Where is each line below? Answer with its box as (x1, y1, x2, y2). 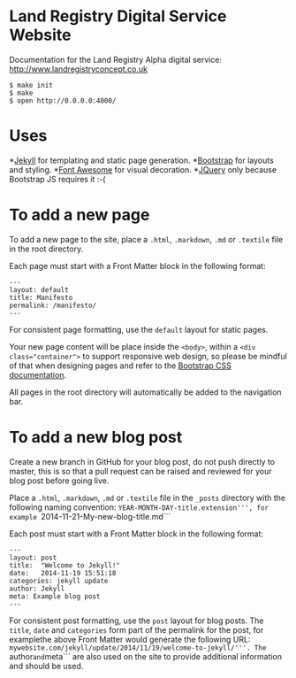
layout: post (9, 553, 57, 562)
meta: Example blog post (9, 591, 101, 601)
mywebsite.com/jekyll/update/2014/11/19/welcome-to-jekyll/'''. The (9, 643, 267, 652)
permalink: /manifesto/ (9, 301, 97, 310)
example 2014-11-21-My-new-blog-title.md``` (9, 511, 171, 521)
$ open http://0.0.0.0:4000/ (9, 96, 117, 105)
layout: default (9, 285, 69, 294)
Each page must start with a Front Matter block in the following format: (9, 260, 267, 271)
